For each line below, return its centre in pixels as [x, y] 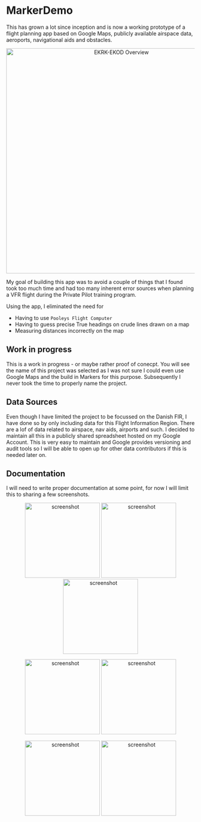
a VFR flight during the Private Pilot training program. [71, 294]
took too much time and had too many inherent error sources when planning [100, 288]
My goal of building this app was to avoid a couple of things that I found [95, 282]
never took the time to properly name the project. [67, 383]
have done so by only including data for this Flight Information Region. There [100, 423]
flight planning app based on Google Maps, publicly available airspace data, [100, 33]
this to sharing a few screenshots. [48, 494]
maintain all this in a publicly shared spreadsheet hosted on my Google [93, 435]
